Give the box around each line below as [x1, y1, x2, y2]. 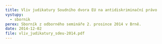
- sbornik [10, 17, 30, 22]
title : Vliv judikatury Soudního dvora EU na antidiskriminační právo [5, 7, 157, 13]
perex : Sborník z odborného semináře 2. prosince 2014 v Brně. [5, 21, 142, 27]
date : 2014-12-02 [5, 26, 42, 31]
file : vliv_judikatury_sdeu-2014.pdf [5, 31, 85, 36]
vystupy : [5, 12, 24, 17]
